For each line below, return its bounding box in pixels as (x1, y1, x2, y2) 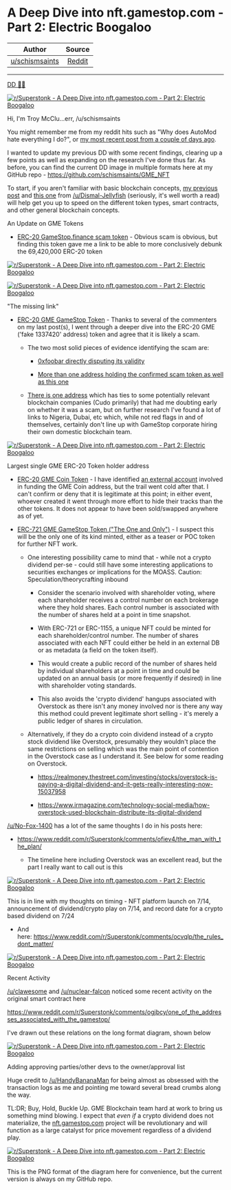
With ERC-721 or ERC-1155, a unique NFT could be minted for (37, 623, 211, 632)
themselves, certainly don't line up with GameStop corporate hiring (27, 420, 218, 429)
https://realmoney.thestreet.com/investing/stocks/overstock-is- (37, 772, 218, 781)
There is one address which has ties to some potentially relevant (27, 391, 210, 399)
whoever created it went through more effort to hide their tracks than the (16, 497, 223, 505)
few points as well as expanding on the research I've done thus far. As (7, 155, 206, 164)
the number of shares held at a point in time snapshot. (37, 610, 191, 618)
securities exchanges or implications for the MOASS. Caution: (27, 567, 202, 576)
